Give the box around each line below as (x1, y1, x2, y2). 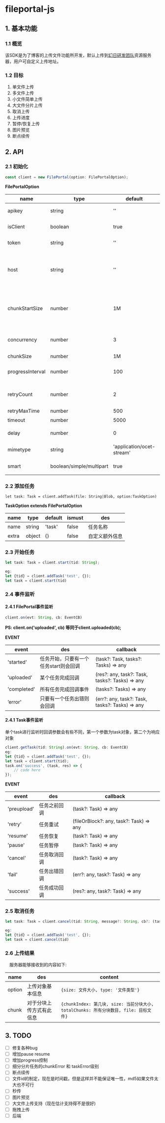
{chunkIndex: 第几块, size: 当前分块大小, (60, 1001, 154, 1007)
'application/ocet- (112, 443, 156, 450)
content (100, 974, 119, 981)
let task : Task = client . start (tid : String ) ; (5, 560, 100, 565)
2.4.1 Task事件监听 (5, 717, 43, 723)
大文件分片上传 (12, 102, 43, 109)
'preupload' (7, 806, 34, 813)
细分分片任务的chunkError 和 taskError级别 (12, 1064, 99, 1069)
